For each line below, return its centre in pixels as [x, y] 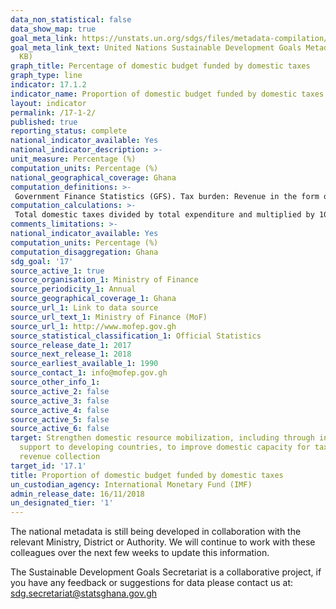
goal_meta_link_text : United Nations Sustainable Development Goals [156, 47]
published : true [44, 122]
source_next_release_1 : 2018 [71, 354]
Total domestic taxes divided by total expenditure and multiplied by [164, 215]
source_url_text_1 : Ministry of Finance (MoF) [109, 317]
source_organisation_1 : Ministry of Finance [104, 280]
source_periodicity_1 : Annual [73, 289]
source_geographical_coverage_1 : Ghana [93, 299]
